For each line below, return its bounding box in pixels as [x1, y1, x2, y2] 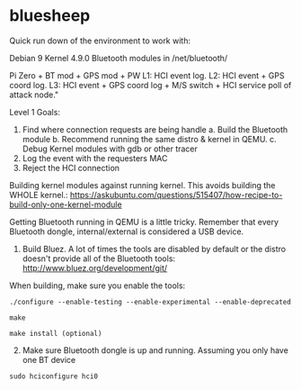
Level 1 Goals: [9, 106, 61, 117]
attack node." [9, 89, 59, 100]
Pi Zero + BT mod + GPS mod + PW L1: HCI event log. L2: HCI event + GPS [9, 69, 285, 81]
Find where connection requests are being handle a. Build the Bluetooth [22, 123, 288, 135]
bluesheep [9, 5, 91, 26]
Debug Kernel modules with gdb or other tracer [22, 143, 198, 154]
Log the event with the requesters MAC [22, 152, 168, 163]
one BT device [22, 354, 76, 365]
